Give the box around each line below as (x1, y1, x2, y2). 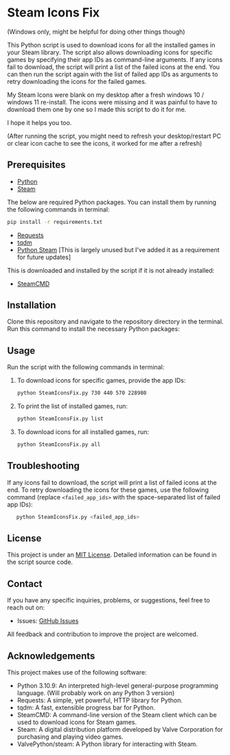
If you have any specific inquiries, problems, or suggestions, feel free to (7, 596, 211, 605)
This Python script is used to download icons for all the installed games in (7, 41, 216, 49)
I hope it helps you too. (7, 118, 72, 126)
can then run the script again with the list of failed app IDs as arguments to (7, 70, 218, 78)
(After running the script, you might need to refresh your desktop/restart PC (7, 132, 222, 140)
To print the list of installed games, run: (16, 402, 128, 410)
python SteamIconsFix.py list (16, 416, 104, 422)
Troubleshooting (7, 460, 80, 472)
